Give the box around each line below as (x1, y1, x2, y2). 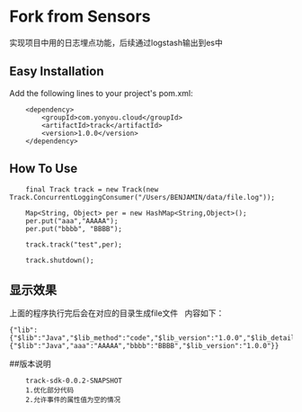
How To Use (9, 161, 78, 176)
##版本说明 (9, 358, 51, 370)
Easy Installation (9, 64, 104, 79)
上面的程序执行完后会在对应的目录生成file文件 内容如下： (9, 308, 225, 318)
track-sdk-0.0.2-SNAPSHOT (25, 376, 123, 386)
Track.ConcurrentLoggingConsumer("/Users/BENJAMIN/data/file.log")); (9, 193, 276, 202)
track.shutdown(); (25, 255, 94, 264)
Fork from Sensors (9, 6, 151, 27)
